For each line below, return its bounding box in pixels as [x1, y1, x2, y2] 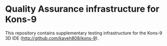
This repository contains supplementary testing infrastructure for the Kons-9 [5, 30, 163, 36]
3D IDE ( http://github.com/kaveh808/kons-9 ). [5, 35, 99, 41]
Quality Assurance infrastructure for [5, 3, 160, 15]
